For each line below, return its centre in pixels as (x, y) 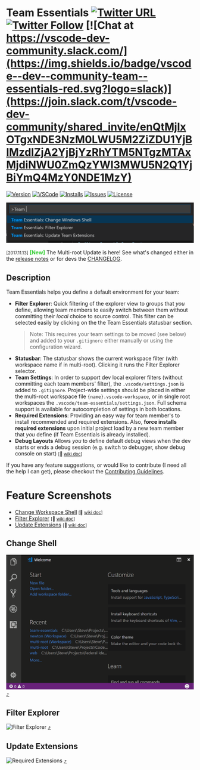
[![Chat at (110, 25)
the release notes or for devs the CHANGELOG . (64, 259)
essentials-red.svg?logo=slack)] (89, 89)
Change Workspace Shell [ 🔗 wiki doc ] (59, 512)
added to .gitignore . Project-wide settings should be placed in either (100, 390)
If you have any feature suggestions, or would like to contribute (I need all (96, 465)
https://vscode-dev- (58, 38)
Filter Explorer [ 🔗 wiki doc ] (45, 518)
